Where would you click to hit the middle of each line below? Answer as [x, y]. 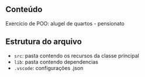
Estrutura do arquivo [44, 42]
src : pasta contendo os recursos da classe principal [77, 56]
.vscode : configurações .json [49, 68]
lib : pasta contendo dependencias [56, 62]
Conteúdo [24, 10]
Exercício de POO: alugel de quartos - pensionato [65, 23]
